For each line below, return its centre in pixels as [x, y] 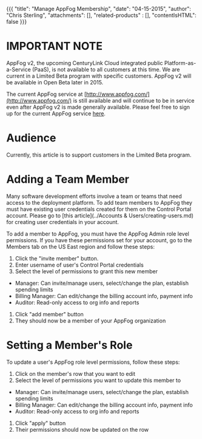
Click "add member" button [49, 314]
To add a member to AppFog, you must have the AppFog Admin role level [98, 234]
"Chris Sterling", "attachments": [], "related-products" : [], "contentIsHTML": [101, 15]
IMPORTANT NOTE [55, 46]
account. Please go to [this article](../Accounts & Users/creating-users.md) [100, 216]
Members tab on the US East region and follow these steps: [80, 247]
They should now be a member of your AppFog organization [90, 321]
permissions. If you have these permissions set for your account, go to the [99, 240]
